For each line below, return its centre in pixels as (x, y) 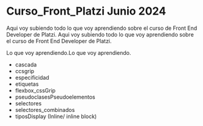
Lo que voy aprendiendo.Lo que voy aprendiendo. (69, 52)
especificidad (32, 77)
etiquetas (27, 84)
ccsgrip (25, 71)
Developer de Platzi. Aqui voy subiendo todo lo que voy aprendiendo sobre (100, 34)
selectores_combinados (45, 110)
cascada (26, 65)
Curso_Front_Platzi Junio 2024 (86, 11)
